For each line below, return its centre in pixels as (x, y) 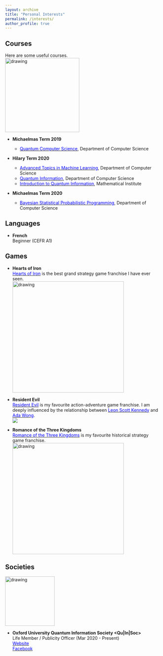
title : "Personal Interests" (35, 14)
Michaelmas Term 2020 (37, 193)
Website (21, 643)
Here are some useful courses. (37, 55)
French (20, 235)
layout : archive (22, 10)
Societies (20, 567)
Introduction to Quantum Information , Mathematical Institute (81, 184)
